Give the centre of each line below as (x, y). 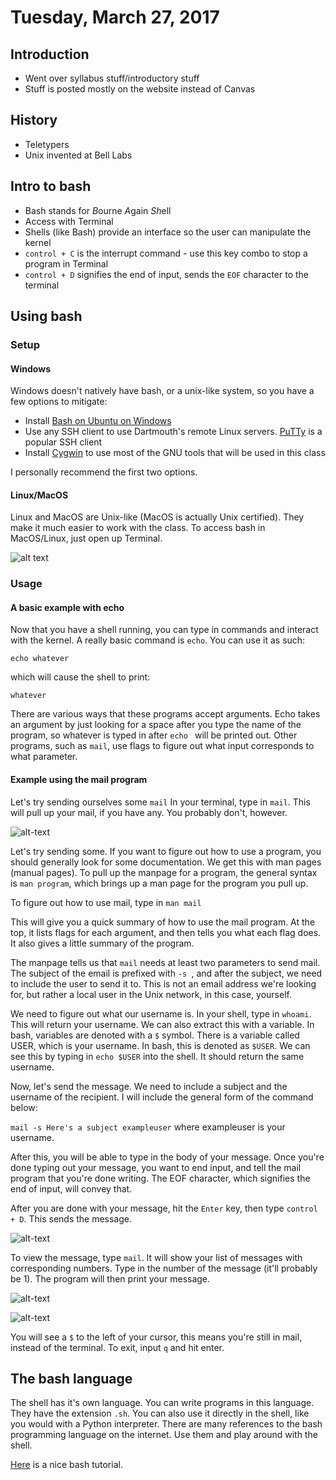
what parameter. (44, 757)
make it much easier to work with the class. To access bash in (138, 528)
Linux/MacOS (39, 495)
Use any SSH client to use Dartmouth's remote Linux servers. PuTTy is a (173, 432)
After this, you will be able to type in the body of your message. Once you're (167, 1157)
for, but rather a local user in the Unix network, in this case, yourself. (151, 994)
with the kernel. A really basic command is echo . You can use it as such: (158, 640)
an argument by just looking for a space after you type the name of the (156, 725)
